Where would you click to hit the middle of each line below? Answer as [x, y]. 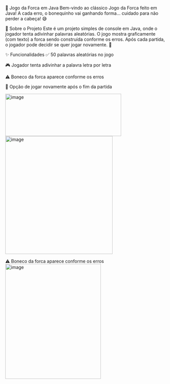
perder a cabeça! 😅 [26, 19]
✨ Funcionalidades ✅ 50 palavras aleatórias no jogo [60, 54]
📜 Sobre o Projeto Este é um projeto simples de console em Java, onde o [81, 28]
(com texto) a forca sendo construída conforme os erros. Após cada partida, [85, 39]
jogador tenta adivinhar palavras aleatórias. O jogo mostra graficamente [80, 34]
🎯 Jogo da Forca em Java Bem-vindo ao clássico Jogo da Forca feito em [81, 8]
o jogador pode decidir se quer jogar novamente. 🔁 [59, 45]
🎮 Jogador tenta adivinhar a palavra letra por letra [58, 65]
